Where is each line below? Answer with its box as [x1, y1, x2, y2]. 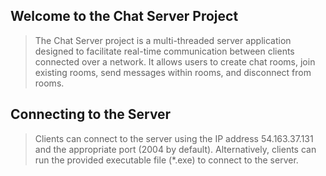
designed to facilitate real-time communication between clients [34, 45, 295, 57]
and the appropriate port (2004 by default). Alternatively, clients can [34, 143, 317, 155]
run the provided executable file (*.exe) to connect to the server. [34, 154, 299, 166]
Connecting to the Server [10, 106, 172, 123]
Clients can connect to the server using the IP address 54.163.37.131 [34, 132, 314, 144]
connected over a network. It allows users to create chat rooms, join [34, 55, 316, 68]
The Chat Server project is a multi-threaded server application [34, 34, 292, 46]
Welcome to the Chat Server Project [10, 8, 239, 25]
